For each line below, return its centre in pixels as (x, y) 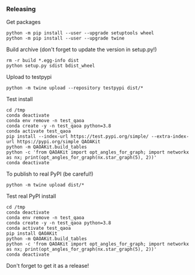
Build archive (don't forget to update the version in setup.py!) (82, 49)
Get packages (23, 22)
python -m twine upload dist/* (45, 185)
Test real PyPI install (31, 196)
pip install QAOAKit (32, 233)
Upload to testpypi (29, 77)
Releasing (21, 9)
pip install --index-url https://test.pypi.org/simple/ (77, 137)
